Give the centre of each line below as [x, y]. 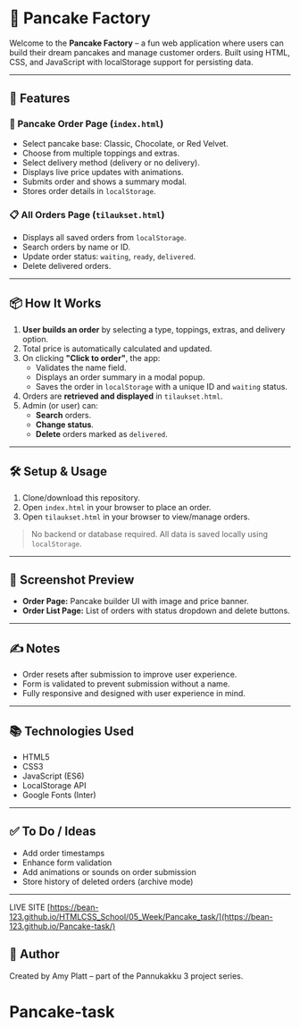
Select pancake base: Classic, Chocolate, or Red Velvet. [125, 143]
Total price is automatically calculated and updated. [117, 349]
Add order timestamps [63, 853]
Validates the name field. [81, 367]
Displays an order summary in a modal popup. [120, 377]
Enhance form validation [67, 863]
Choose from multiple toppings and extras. [101, 153]
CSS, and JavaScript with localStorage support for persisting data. [131, 62]
